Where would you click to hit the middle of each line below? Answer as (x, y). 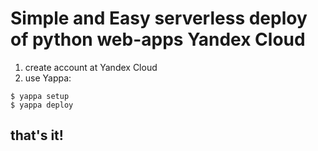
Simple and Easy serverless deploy (159, 18)
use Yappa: (48, 78)
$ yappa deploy (42, 105)
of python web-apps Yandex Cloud (158, 39)
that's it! (37, 135)
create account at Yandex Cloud (91, 67)
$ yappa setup (40, 96)
